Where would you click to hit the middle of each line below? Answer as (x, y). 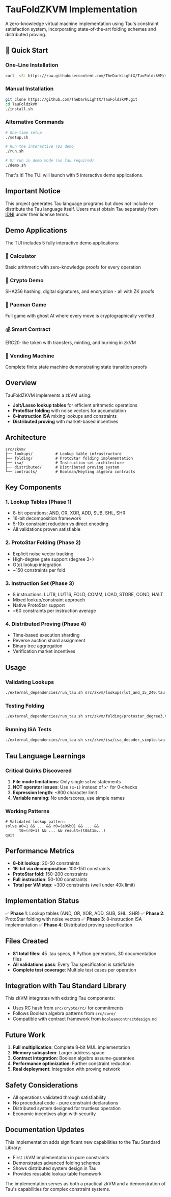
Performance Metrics (40, 851)
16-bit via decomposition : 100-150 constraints (62, 868)
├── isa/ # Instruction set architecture (65, 463)
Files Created (27, 941)
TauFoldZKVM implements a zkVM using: (48, 395)
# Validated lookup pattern (35, 822)
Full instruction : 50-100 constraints (50, 879)
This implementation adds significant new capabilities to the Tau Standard (83, 1142)
